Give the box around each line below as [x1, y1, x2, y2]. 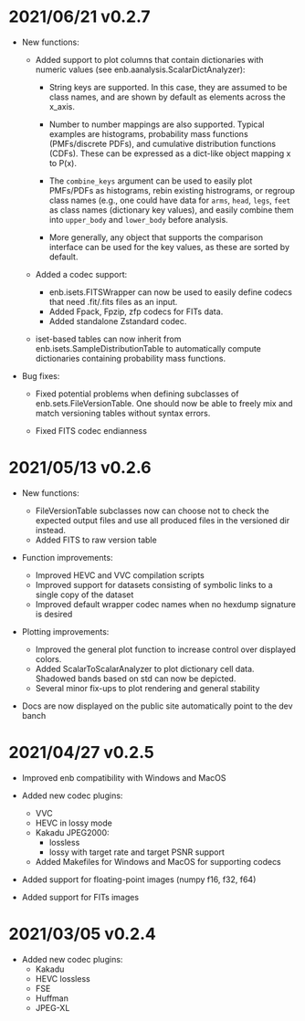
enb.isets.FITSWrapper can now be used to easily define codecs [48, 286, 293, 298]
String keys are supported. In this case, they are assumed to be [48, 81, 288, 92]
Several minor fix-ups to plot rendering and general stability [35, 682, 260, 693]
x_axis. [48, 100, 75, 111]
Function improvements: [21, 552, 113, 563]
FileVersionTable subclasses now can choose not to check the [35, 505, 270, 516]
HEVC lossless [35, 973, 90, 984]
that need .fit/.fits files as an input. [48, 296, 178, 307]
